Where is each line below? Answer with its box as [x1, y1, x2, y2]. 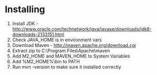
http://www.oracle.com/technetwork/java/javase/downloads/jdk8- [12, 26, 152, 32]
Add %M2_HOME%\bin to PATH [12, 58, 80, 64]
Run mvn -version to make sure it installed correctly [12, 64, 121, 70]
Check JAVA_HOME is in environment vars [12, 37, 102, 43]
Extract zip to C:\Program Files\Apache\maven [12, 47, 110, 54]
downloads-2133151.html [12, 31, 64, 37]
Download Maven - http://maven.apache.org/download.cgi [12, 42, 136, 48]
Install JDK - [12, 20, 39, 27]
